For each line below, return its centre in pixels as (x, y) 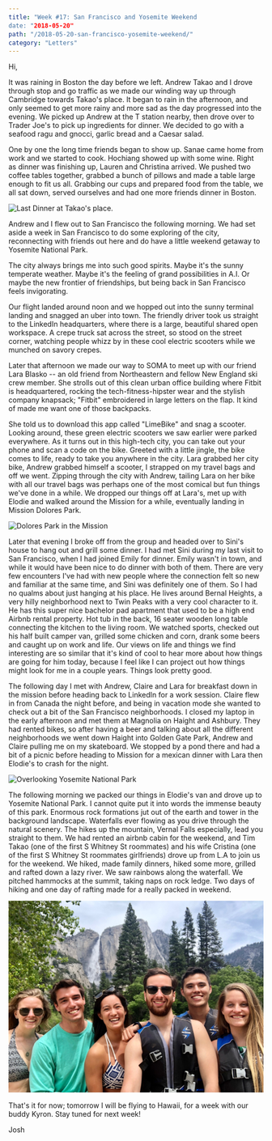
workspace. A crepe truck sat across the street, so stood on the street (125, 333)
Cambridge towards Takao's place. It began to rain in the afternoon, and (128, 100)
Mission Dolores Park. (45, 511)
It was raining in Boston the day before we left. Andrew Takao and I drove (131, 83)
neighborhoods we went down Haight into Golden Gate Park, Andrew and (131, 738)
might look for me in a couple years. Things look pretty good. (110, 671)
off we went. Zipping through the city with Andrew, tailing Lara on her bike (132, 476)
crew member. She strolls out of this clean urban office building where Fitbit (135, 383)
